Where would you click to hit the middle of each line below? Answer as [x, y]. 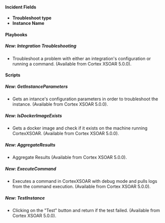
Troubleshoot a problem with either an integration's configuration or [82, 58]
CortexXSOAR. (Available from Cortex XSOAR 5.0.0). [66, 134]
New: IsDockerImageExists [34, 115]
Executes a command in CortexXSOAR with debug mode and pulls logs [85, 181]
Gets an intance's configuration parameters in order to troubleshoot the [85, 99]
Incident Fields [21, 7]
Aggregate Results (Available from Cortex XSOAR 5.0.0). [70, 157]
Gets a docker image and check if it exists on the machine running [80, 128]
